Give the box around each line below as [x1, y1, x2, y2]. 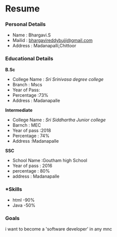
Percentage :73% [12, 92, 48, 98]
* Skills [5, 186, 22, 193]
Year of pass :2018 [12, 127, 51, 133]
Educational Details [5, 55, 53, 62]
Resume [5, 3, 40, 14]
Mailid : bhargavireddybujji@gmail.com [12, 37, 93, 43]
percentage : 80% [12, 168, 50, 174]
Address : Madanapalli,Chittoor [12, 43, 76, 49]
